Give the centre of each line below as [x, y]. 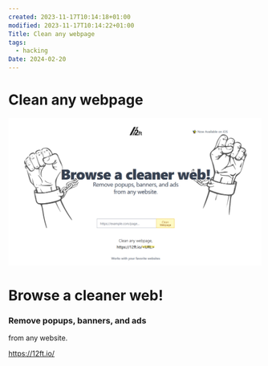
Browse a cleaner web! [86, 295]
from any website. [38, 338]
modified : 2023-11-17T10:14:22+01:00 [71, 25]
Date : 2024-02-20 [37, 59]
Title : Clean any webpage [51, 34]
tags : [17, 43]
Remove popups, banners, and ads [77, 320]
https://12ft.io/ [31, 354]
